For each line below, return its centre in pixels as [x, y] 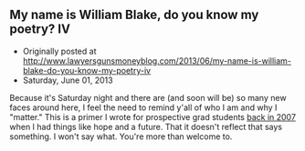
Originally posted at [59, 51]
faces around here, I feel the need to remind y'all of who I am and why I [143, 107]
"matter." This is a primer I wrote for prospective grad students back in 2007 [153, 116]
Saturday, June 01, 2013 [68, 80]
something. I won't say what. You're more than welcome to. [121, 136]
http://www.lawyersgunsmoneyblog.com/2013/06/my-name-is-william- [157, 60]
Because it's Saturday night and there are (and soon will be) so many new [148, 97]
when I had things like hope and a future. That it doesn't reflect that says [146, 126]
